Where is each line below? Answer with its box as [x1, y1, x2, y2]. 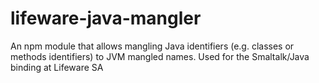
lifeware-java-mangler [10, 7, 202, 30]
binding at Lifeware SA [10, 61, 104, 73]
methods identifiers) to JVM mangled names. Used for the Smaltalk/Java [10, 50, 310, 62]
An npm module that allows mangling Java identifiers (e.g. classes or [10, 40, 295, 52]
